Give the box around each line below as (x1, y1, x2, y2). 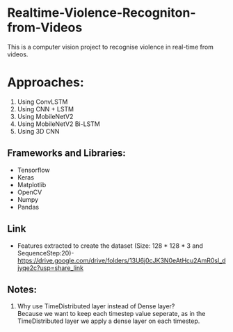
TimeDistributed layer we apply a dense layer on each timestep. (17, 317, 200, 325)
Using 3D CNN (17, 127, 60, 135)
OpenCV (17, 188, 42, 196)
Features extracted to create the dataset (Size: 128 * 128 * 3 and (17, 242, 204, 250)
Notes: (7, 283, 37, 295)
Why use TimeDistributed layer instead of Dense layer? (17, 302, 175, 310)
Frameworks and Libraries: (7, 148, 127, 159)
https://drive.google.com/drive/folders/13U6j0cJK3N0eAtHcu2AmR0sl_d (17, 256, 226, 264)
